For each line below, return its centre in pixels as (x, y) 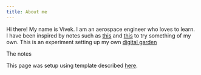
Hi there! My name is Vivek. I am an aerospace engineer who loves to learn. (101, 29)
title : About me (27, 12)
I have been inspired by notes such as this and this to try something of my (99, 35)
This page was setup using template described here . (72, 65)
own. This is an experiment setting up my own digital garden (82, 42)
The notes (19, 54)
